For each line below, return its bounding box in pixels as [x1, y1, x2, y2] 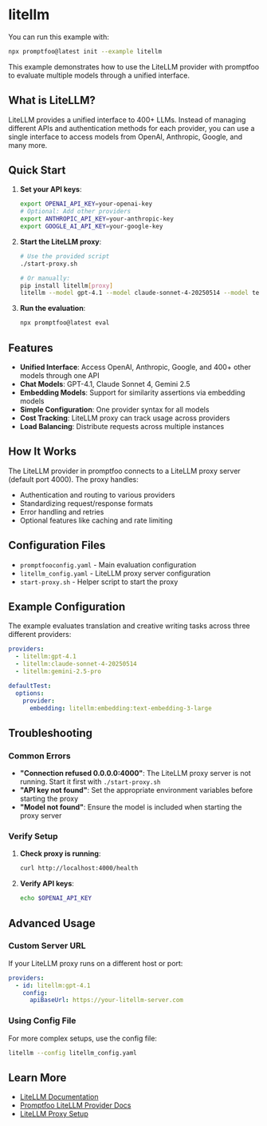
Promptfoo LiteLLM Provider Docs [19, 1100, 132, 1110]
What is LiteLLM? [8, 94, 96, 107]
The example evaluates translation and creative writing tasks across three [8, 621, 250, 631]
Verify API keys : [19, 879, 74, 889]
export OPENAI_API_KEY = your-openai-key [19, 200, 153, 209]
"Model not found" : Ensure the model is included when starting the [19, 802, 242, 812]
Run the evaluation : [19, 304, 86, 313]
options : [15, 689, 45, 697]
